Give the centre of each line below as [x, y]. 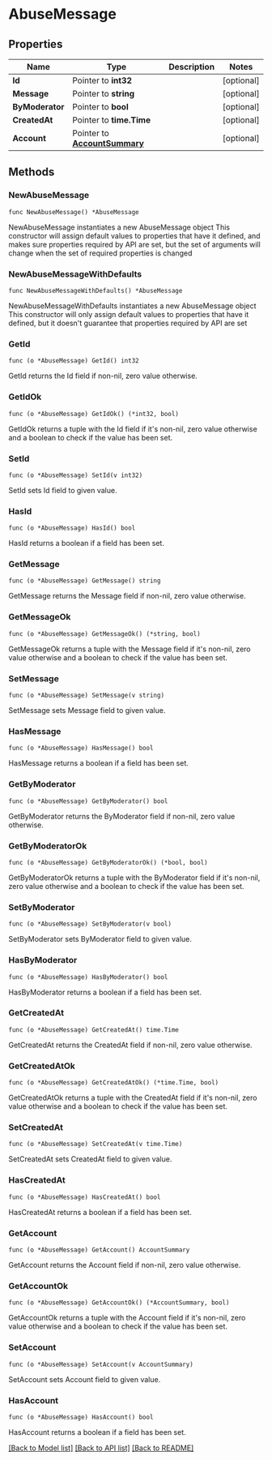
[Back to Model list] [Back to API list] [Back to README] [101, 1448]
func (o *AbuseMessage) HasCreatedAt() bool [85, 1197]
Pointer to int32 [102, 80]
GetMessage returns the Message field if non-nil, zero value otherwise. [127, 596]
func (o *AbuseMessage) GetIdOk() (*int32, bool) [94, 414]
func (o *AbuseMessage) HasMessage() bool [81, 748]
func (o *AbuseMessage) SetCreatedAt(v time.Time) [96, 1144]
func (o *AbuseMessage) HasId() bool [72, 528]
